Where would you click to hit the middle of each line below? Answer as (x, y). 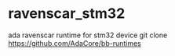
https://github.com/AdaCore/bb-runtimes (75, 43)
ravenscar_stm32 (67, 14)
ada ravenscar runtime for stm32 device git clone (88, 35)
